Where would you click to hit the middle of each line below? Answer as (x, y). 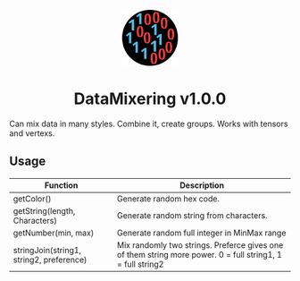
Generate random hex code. (169, 199)
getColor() (32, 199)
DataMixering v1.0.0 (150, 99)
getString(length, (44, 210)
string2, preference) (50, 260)
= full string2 (141, 264)
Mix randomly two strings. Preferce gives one (200, 245)
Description (202, 185)
